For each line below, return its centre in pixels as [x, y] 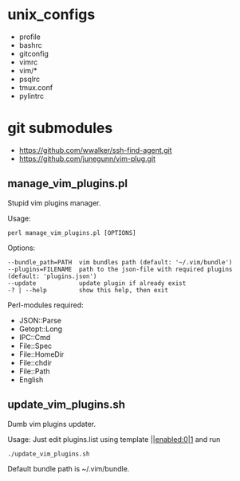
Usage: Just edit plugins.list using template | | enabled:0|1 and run [114, 439]
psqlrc [30, 79]
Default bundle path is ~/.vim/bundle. [69, 468]
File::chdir [35, 362]
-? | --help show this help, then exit [88, 290]
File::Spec [35, 346]
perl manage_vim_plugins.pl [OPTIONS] [72, 233]
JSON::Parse [40, 320]
